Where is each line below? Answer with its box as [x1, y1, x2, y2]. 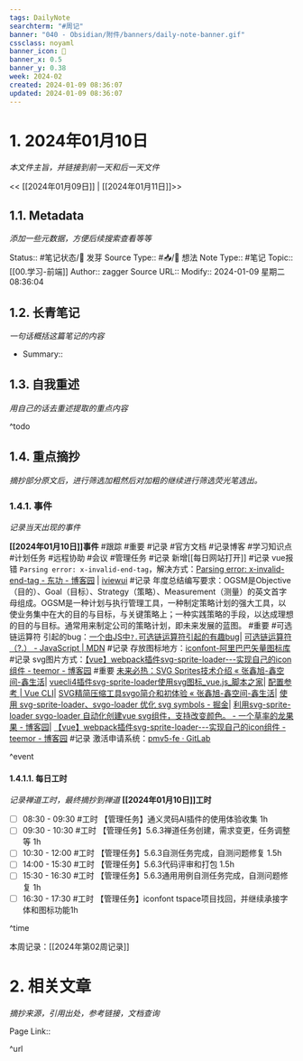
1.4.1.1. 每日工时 [9, 773, 68, 784]
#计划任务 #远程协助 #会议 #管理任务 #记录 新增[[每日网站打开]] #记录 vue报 [9, 552, 294, 563]
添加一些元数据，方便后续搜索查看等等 [9, 233, 151, 244]
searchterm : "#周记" [9, 22, 84, 31]
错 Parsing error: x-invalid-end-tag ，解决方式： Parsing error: [9, 563, 248, 574]
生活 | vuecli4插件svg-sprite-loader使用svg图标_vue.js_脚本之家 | [28, 676, 266, 687]
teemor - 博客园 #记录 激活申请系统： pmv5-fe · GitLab [9, 732, 211, 743]
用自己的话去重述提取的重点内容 [9, 403, 128, 414]
